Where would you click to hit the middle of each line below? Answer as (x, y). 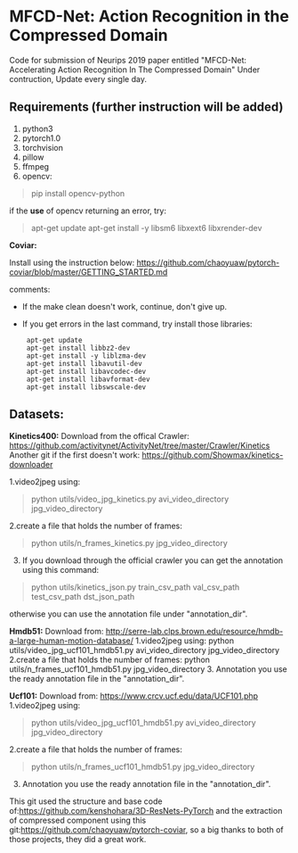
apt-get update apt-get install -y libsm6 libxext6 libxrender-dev (146, 228)
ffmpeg (36, 166)
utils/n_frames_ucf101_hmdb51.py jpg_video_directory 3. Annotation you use (148, 669)
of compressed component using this (78, 820)
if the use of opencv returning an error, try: (88, 211)
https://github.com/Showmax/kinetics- (213, 455)
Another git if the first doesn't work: (75, 455)
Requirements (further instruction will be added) (146, 108)
